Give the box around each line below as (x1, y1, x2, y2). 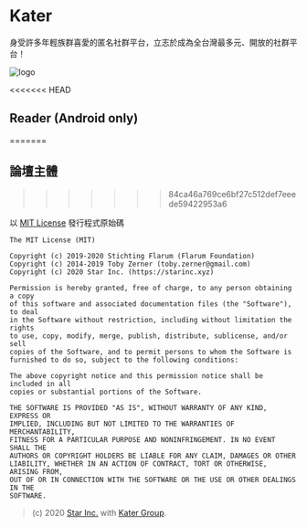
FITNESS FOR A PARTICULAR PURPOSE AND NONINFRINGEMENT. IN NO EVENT (9, 435, 276, 444)
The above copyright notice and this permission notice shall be (9, 371, 263, 380)
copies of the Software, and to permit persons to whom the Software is (9, 347, 292, 356)
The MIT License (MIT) (9, 235, 96, 245)
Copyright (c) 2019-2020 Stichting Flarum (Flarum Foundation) (9, 251, 256, 260)
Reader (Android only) (9, 111, 139, 126)
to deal (9, 307, 39, 316)
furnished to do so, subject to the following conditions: (9, 355, 239, 364)
